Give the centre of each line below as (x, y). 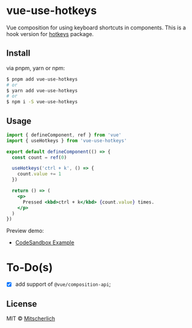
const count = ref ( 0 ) (39, 157)
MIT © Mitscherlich (31, 319)
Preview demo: (25, 231)
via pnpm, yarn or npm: (36, 68)
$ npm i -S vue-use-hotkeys (42, 102)
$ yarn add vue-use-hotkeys (42, 90)
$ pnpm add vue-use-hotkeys (42, 79)
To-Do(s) (30, 267)
